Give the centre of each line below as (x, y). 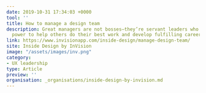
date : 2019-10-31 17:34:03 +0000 (49, 12)
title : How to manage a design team (53, 23)
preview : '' (21, 75)
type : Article (25, 69)
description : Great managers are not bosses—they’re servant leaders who (103, 29)
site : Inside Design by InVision (49, 46)
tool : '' (17, 18)
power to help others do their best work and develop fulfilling (97, 35)
